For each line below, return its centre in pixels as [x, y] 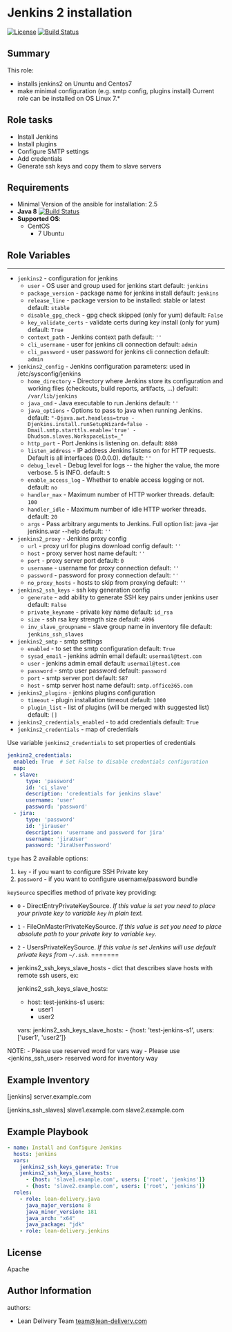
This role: [21, 70]
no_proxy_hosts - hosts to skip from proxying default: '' [107, 583]
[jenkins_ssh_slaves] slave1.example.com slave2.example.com [96, 1110]
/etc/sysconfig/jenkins [49, 374]
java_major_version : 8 [58, 1205]
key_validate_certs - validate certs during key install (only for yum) [124, 322]
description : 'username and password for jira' [95, 832]
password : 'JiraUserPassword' [69, 845]
